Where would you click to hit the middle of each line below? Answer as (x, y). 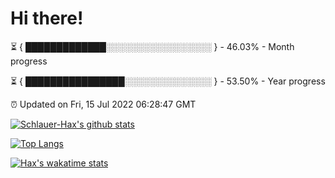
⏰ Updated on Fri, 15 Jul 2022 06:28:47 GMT (103, 104)
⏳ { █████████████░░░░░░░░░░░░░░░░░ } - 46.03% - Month (152, 46)
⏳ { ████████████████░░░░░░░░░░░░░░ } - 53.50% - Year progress (168, 81)
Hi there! (47, 18)
